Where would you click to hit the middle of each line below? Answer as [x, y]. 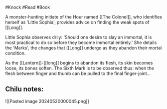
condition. [15, 53]
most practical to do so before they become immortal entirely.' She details [81, 42]
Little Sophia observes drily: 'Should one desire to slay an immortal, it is [79, 37]
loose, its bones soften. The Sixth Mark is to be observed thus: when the [80, 68]
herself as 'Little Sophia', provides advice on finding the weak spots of [77, 22]
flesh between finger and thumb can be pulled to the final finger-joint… [78, 73]
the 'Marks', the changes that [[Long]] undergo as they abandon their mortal [83, 48]
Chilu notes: [24, 89]
